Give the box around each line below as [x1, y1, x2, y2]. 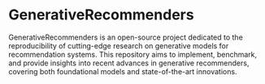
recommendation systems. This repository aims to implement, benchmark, [8, 49, 258, 59]
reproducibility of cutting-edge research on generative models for [8, 40, 229, 50]
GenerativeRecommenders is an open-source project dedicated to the [8, 32, 244, 42]
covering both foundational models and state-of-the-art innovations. [8, 66, 237, 76]
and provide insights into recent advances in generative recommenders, [8, 58, 250, 68]
